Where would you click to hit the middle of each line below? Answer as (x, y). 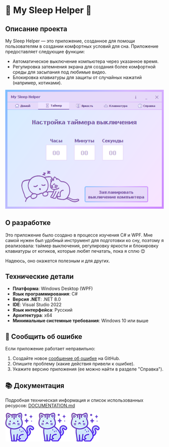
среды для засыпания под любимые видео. (59, 72)
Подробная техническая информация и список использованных (74, 400)
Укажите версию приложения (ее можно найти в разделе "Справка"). (88, 369)
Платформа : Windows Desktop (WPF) (53, 288)
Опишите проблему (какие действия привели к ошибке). (73, 364)
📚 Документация (35, 385)
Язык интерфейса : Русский (43, 310)
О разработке (28, 223)
